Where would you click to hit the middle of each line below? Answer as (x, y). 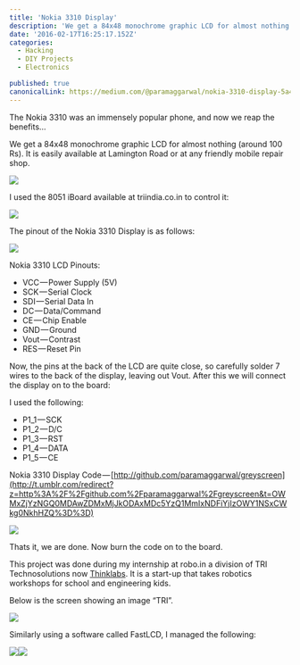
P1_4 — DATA (45, 448)
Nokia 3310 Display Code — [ (62, 475)
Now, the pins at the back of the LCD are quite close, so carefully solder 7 (145, 366)
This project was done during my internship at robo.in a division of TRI (138, 564)
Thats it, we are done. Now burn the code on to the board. (116, 546)
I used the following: (46, 402)
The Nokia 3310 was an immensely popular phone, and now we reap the (142, 117)
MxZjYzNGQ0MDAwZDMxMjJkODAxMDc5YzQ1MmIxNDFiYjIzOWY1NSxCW (148, 503)
